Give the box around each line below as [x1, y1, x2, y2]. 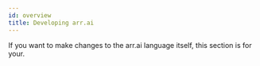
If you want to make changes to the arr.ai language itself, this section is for [8, 40, 252, 49]
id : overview [8, 11, 52, 20]
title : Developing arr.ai [8, 19, 94, 27]
